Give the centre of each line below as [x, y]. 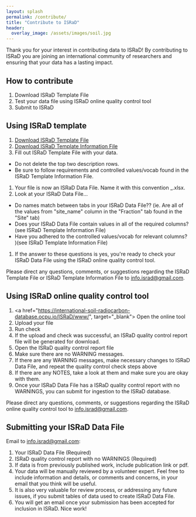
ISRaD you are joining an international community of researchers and [89, 56]
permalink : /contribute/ [36, 17]
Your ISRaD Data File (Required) [53, 453]
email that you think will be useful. [56, 484]
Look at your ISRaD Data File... [51, 193]
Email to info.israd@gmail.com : [43, 441]
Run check [27, 329]
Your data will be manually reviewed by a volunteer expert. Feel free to [99, 471]
